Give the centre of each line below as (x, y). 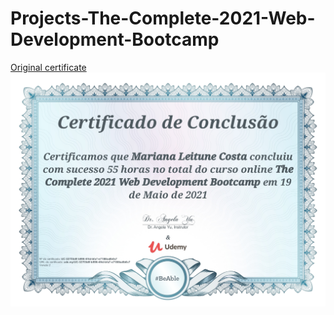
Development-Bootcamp (115, 39)
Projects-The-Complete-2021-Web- (163, 18)
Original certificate (48, 67)
